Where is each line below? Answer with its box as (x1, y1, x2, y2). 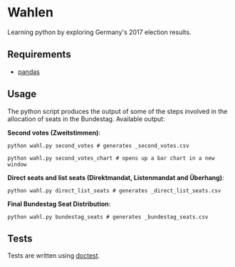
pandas (17, 67, 41, 75)
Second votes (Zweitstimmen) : (7, 128, 101, 137)
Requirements (7, 48, 71, 61)
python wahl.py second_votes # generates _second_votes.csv (7, 142, 190, 150)
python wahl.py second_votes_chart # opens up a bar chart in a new (7, 155, 215, 162)
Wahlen (7, 4, 53, 21)
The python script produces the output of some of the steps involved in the (7, 107, 228, 115)
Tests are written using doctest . (7, 251, 100, 260)
